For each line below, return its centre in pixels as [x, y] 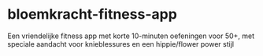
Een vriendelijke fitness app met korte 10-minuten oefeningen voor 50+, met [131, 36]
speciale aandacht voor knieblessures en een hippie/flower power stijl [120, 44]
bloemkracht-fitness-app [93, 14]
